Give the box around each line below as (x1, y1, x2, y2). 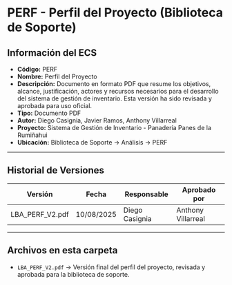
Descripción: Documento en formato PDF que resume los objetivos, (17, 80, 211, 87)
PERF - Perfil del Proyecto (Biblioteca (7, 5, 223, 21)
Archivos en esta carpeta (7, 244, 118, 256)
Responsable (124, 189, 169, 199)
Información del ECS (7, 47, 97, 59)
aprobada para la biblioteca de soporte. (17, 270, 130, 278)
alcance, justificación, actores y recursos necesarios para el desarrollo (17, 87, 219, 95)
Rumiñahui (17, 131, 48, 139)
